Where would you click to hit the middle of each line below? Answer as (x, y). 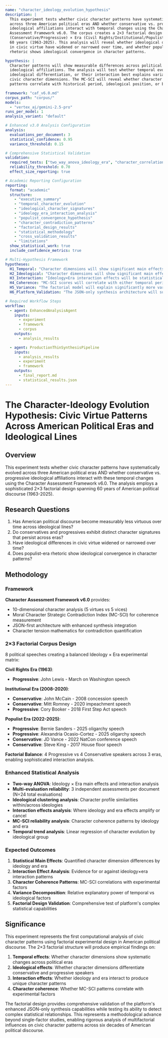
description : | (21, 15)
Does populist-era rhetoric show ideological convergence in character (85, 553)
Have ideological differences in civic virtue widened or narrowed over (84, 543)
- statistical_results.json (48, 380)
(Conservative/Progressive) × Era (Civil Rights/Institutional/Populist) (88, 38)
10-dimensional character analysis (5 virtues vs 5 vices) (70, 609)
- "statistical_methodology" (44, 232)
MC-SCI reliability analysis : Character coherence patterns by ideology (85, 821)
